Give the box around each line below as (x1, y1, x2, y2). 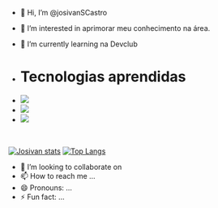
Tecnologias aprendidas (19, 67, 186, 86)
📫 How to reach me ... (19, 171, 96, 180)
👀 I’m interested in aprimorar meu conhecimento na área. (19, 24, 211, 32)
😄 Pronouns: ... (19, 183, 73, 193)
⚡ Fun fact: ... (19, 192, 65, 201)
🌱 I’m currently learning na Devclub (19, 39, 138, 49)
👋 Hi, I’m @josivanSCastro (19, 8, 108, 17)
